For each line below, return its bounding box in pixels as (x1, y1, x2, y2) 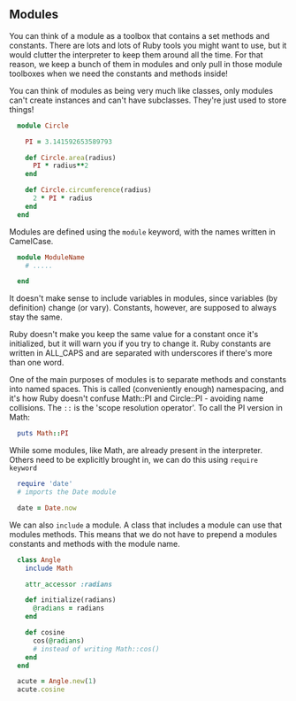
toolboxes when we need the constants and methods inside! (9, 68, 228, 79)
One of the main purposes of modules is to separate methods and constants (9, 374, 287, 385)
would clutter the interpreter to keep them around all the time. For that (9, 49, 263, 60)
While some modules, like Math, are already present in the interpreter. (9, 445, 263, 456)
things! (9, 104, 34, 114)
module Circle (17, 121, 69, 130)
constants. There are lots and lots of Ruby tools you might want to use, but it (9, 40, 287, 50)
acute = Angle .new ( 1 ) (17, 677, 97, 686)
